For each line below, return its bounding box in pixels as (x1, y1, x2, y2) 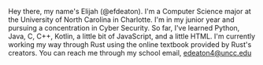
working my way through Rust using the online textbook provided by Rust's (8, 40, 252, 49)
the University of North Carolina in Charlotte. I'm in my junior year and (8, 15, 235, 24)
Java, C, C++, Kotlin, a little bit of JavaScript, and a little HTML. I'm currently (8, 31, 256, 41)
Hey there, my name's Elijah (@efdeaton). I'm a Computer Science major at (8, 7, 252, 16)
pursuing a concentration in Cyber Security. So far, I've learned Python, (8, 23, 240, 32)
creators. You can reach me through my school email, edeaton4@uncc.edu (8, 49, 252, 57)
